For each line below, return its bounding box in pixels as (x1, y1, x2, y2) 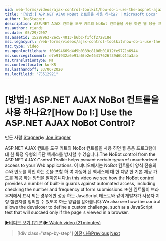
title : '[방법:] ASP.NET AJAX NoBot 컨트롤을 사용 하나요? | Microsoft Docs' (5, 12, 158, 17)
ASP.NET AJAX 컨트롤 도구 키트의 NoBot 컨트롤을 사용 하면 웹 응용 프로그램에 (5, 145, 157, 151)
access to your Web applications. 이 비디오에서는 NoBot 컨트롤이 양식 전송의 (5, 162, 157, 168)
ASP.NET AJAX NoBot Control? (5, 118, 136, 129)
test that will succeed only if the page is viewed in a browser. (5, 209, 129, 215)
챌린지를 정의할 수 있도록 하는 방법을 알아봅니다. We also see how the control (10, 199, 161, 204)
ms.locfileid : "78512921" (5, 72, 58, 77)
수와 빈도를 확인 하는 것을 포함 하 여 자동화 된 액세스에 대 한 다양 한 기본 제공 (5, 168, 152, 174)
